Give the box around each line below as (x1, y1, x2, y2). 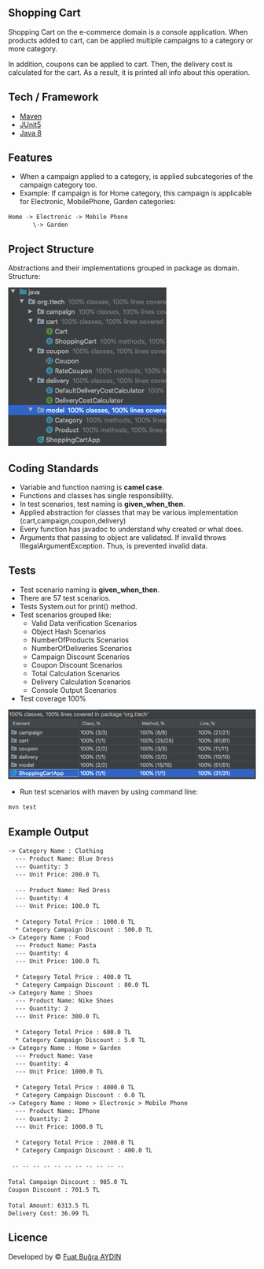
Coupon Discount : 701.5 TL (8, 1186, 101, 1194)
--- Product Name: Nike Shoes (15, 997, 114, 1005)
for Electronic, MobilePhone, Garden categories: (19, 197, 176, 207)
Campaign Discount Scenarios (31, 652, 130, 661)
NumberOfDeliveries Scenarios (31, 643, 132, 653)
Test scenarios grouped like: (19, 610, 112, 620)
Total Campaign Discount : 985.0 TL (8, 1178, 128, 1186)
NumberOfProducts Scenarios (31, 634, 130, 645)
